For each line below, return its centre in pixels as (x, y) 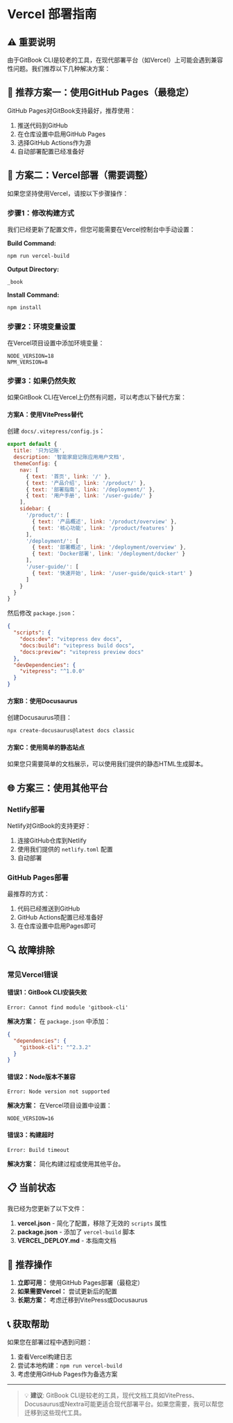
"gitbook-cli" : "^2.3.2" (55, 1047)
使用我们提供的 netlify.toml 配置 (65, 850)
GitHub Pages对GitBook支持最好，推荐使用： (72, 110)
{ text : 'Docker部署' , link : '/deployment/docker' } (109, 554)
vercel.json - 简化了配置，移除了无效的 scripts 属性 (92, 1223)
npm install (24, 307)
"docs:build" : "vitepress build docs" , (77, 646)
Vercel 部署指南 (52, 14)
